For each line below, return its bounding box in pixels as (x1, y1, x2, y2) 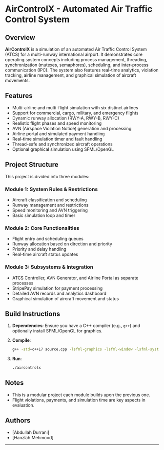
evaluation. (12, 402, 35, 408)
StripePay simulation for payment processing (12, 285, 103, 291)
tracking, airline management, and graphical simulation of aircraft (5, 72, 137, 78)
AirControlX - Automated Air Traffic (5, 3, 153, 15)
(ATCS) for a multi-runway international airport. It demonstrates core (5, 51, 143, 57)
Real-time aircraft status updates (12, 251, 78, 258)
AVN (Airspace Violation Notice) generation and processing (12, 125, 132, 131)
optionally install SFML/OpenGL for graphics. (12, 328, 102, 334)
